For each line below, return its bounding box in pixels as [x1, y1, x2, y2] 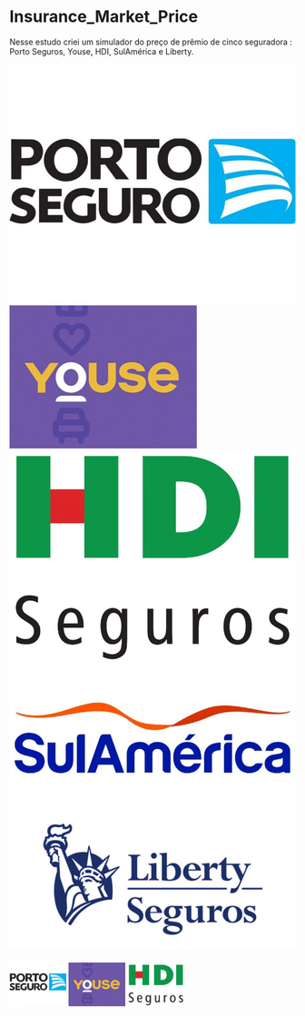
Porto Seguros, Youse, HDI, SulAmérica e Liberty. [9, 45, 194, 56]
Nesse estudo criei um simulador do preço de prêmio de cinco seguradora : [9, 36, 293, 47]
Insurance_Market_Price [9, 6, 198, 27]
